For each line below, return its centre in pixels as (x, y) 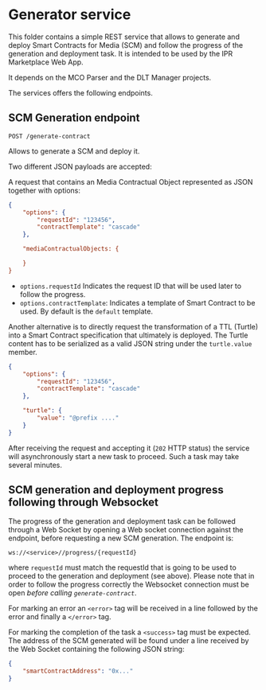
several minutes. (35, 465)
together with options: (45, 190)
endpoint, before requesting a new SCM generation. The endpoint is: (121, 538)
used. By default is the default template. (86, 311)
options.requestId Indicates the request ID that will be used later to (130, 286)
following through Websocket (84, 503)
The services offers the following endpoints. (80, 92)
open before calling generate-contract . (72, 593)
